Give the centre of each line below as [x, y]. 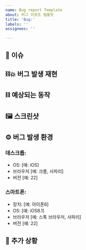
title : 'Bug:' [20, 19]
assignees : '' [20, 29]
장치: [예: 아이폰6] [31, 204]
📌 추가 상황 [22, 241]
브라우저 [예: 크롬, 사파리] [38, 171]
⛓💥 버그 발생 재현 [31, 74]
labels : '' [17, 24]
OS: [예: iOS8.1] [28, 210]
